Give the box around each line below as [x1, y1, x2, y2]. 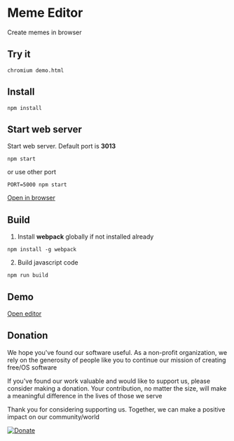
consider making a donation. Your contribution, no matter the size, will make [7, 384, 227, 393]
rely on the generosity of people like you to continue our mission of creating [7, 356, 226, 364]
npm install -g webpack [7, 246, 77, 253]
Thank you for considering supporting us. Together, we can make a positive [7, 405, 226, 414]
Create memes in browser [7, 28, 82, 36]
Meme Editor [7, 5, 83, 21]
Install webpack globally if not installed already [17, 232, 154, 241]
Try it [7, 48, 31, 60]
